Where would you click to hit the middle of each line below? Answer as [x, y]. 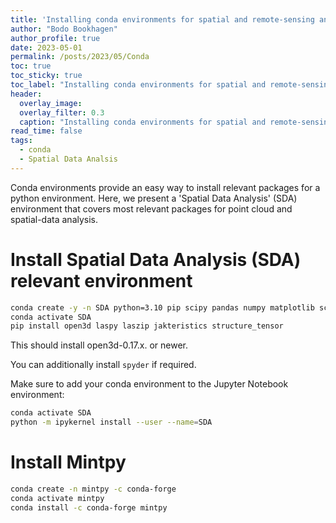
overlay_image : [51, 103]
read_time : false [46, 131]
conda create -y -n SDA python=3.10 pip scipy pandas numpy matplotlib [162, 307]
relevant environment [101, 280]
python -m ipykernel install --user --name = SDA [111, 422]
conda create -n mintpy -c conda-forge [93, 489]
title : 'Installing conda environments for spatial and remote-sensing [162, 19]
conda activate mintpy [57, 498]
